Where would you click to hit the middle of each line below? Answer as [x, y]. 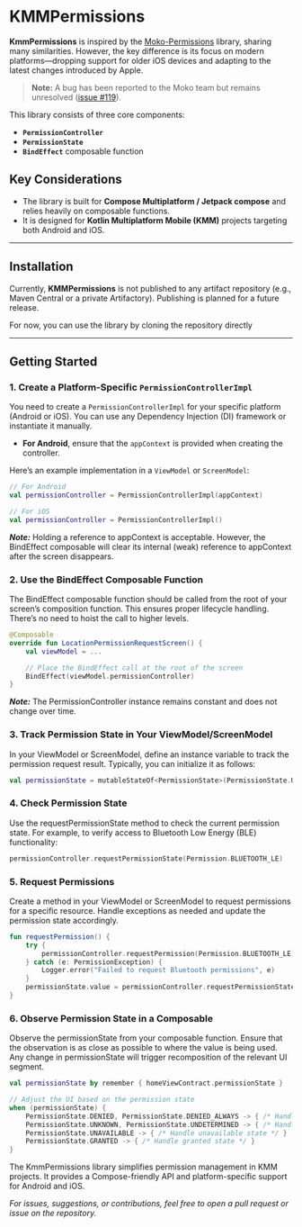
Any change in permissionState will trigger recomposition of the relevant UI [148, 1057]
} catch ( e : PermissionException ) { [94, 962]
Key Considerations [66, 180]
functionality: [34, 842]
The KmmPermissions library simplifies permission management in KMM [144, 1167]
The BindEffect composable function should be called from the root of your [148, 600]
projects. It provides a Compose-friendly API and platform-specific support [148, 1177]
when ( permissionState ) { [58, 1108]
